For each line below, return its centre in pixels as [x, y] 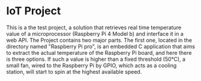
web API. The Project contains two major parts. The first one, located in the [99, 40]
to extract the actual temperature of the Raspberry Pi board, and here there [99, 52]
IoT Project [34, 11]
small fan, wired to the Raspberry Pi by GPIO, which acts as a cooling [91, 65]
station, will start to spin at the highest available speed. [74, 71]
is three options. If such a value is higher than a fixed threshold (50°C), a [96, 59]
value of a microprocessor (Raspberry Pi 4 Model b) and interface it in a [95, 33]
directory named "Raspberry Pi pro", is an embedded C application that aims [101, 46]
